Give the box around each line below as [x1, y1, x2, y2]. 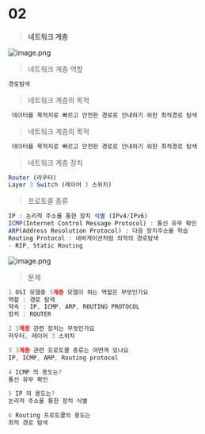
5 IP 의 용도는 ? [8, 390, 55, 398]
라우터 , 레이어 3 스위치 [8, 332, 75, 340]
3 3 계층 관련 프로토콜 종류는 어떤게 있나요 [8, 346, 129, 354]
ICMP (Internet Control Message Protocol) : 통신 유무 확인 [8, 220, 197, 228]
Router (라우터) [8, 174, 57, 182]
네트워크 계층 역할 [27, 64, 83, 74]
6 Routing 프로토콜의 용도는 [8, 412, 91, 420]
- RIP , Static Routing [8, 241, 83, 250]
